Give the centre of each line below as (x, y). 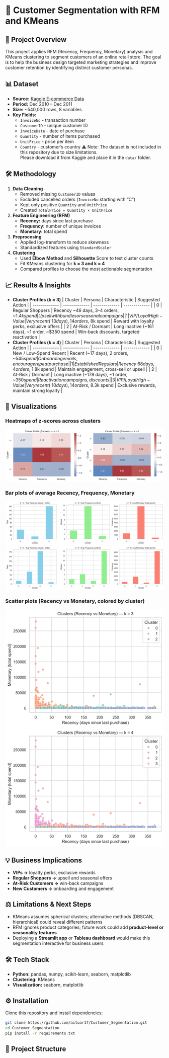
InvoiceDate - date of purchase (52, 131)
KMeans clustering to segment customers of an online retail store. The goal (83, 57)
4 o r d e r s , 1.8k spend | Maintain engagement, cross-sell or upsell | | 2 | (84, 369)
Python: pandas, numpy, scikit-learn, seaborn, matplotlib (72, 974)
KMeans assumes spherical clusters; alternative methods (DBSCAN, (83, 916)
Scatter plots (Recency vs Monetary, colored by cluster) (75, 601)
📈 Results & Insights (38, 286)
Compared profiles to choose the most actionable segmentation (86, 269)
